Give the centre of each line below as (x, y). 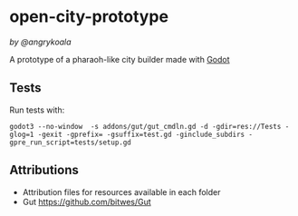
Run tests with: (37, 110)
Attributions (44, 170)
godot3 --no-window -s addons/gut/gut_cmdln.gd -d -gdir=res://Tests (145, 126)
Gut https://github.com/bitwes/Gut (87, 201)
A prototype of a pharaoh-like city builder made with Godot (120, 59)
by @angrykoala (40, 42)
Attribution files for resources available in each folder (121, 191)
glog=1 (22, 134)
